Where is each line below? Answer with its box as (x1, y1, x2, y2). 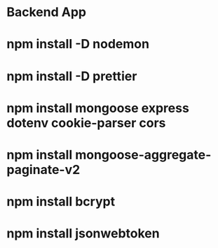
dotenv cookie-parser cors (6, 115, 166, 131)
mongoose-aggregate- (75, 147, 212, 163)
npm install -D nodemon (6, 36, 150, 52)
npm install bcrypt (6, 194, 116, 210)
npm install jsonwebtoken (6, 226, 160, 242)
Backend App (6, 4, 87, 20)
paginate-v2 (6, 161, 81, 177)
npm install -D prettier (6, 68, 137, 84)
